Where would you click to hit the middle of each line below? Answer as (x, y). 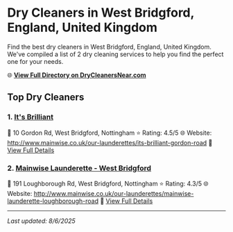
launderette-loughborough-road (53, 201)
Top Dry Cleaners (46, 98)
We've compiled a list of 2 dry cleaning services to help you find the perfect (115, 54)
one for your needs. (35, 61)
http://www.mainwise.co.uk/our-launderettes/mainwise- (114, 193)
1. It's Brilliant (31, 117)
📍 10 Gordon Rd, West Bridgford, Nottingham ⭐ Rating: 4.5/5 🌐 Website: (110, 133)
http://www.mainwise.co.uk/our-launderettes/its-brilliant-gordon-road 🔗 (110, 142)
